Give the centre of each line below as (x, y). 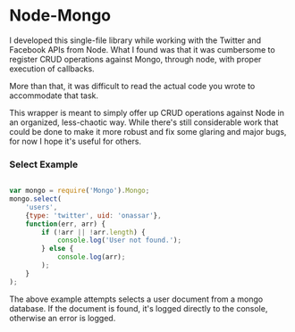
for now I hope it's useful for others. (75, 141)
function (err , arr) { (65, 224)
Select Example (44, 164)
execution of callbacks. (52, 69)
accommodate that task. (54, 95)
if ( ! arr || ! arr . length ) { (93, 232)
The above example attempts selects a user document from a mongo (136, 299)
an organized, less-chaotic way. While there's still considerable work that (144, 122)
